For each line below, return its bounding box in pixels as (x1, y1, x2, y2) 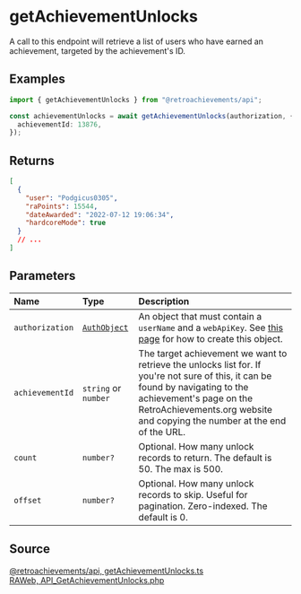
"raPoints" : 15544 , (25, 202, 99, 211)
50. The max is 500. (138, 462, 224, 475)
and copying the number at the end (138, 415, 287, 427)
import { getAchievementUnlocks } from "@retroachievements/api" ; (9, 95, 262, 104)
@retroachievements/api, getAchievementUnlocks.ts (9, 565, 204, 576)
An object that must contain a (138, 310, 262, 322)
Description (138, 294, 190, 307)
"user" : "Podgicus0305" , (25, 193, 118, 203)
